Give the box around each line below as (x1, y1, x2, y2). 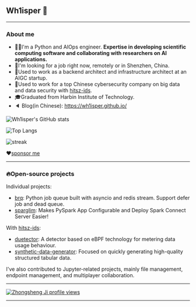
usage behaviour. (14, 242, 57, 249)
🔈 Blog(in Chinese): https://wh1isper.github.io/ (14, 102, 127, 109)
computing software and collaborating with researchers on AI (14, 50, 167, 57)
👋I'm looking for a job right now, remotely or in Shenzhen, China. (14, 62, 170, 69)
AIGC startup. (14, 74, 48, 82)
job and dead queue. (14, 201, 65, 208)
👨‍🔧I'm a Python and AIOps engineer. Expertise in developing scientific (14, 43, 187, 50)
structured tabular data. (14, 254, 72, 261)
